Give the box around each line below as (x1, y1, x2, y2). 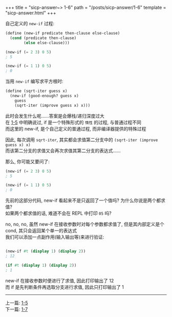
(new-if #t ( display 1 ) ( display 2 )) (5, 249, 86, 254)
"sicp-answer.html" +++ (5, 10, 56, 16)
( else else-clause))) (24, 40, 70, 45)
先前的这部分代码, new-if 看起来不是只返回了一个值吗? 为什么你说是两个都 (5, 197, 161, 203)
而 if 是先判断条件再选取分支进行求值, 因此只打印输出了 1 (5, 284, 124, 290)
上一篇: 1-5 (5, 300, 28, 306)
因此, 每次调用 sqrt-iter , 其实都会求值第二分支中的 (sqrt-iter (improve (5, 136, 158, 143)
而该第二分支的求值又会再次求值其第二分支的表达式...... (5, 147, 121, 154)
